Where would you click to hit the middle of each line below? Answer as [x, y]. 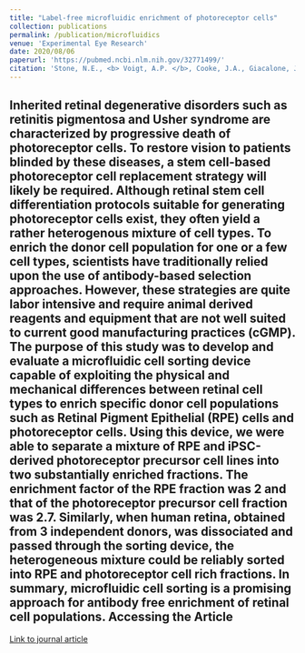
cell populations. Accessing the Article [121, 617]
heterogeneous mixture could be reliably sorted [147, 560]
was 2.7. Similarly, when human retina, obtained [148, 518]
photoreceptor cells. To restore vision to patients [150, 148]
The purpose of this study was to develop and [142, 347]
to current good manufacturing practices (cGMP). [152, 333]
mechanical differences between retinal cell [136, 390]
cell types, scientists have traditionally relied [139, 261]
